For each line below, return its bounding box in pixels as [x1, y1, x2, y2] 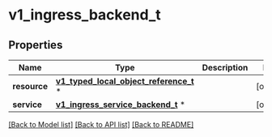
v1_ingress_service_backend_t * [55, 99, 186, 110]
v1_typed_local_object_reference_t [55, 75, 194, 87]
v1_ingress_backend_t [8, 6, 161, 24]
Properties [8, 38, 63, 52]
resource [12, 81, 49, 92]
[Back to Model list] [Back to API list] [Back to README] [8, 120, 194, 129]
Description [202, 62, 249, 73]
